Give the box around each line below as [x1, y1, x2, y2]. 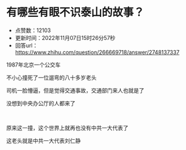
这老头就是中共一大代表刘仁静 [6, 137, 81, 144]
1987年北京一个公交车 [6, 61, 61, 68]
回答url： [15, 42, 38, 49]
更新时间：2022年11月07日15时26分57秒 [15, 34, 116, 41]
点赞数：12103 [15, 27, 51, 34]
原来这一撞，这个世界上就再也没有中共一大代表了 [6, 124, 128, 131]
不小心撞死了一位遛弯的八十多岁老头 [6, 74, 97, 81]
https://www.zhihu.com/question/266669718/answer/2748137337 [15, 48, 180, 56]
